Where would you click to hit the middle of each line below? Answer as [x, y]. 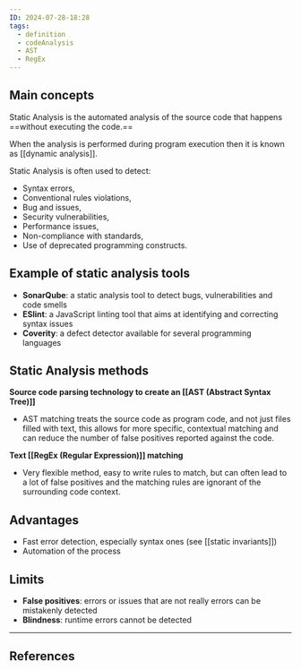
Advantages [44, 520]
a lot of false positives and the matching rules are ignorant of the [142, 482]
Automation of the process [71, 551]
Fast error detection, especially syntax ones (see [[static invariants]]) [150, 542]
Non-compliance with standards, [82, 236]
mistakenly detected [60, 611]
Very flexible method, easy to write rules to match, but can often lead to [155, 473]
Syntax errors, [48, 188]
